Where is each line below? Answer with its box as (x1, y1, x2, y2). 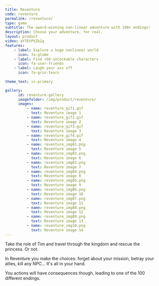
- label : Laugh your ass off (14, 66, 73, 71)
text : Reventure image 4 (31, 138, 81, 143)
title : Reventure (5, 7, 40, 12)
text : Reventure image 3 (31, 128, 81, 133)
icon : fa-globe (17, 52, 49, 57)
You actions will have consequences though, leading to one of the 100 (5, 270, 145, 276)
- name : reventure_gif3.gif (26, 124, 83, 129)
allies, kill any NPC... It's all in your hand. (5, 260, 86, 267)
